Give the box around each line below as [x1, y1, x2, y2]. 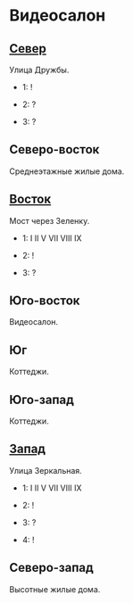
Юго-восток [9, 293, 80, 309]
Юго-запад [9, 392, 74, 407]
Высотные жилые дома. [9, 583, 101, 594]
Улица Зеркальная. [9, 465, 82, 475]
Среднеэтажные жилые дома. [9, 166, 125, 177]
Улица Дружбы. [9, 64, 70, 75]
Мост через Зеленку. [9, 215, 90, 226]
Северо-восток [9, 142, 100, 157]
